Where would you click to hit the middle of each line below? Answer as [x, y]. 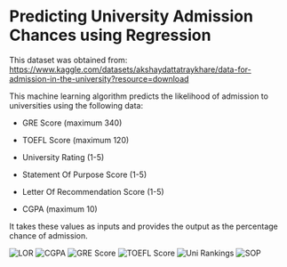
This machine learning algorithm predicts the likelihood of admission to [139, 96]
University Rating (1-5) [63, 157]
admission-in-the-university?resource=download [99, 78]
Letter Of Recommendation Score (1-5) [93, 191]
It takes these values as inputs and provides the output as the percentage [143, 226]
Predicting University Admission [131, 16]
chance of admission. [48, 235]
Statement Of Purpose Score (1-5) [84, 174]
